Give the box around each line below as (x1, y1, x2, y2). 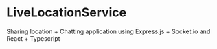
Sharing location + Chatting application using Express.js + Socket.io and (6, 27, 211, 35)
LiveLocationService (6, 5, 127, 20)
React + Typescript (6, 34, 60, 42)
